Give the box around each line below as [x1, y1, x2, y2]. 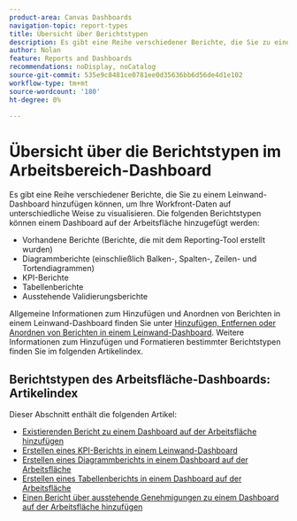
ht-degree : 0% [9, 95, 62, 105]
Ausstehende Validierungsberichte [21, 292, 148, 302]
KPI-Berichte [21, 272, 69, 284]
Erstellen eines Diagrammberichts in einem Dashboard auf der [21, 455, 249, 465]
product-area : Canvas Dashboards [9, 12, 133, 22]
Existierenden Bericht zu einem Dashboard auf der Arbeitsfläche [21, 426, 257, 437]
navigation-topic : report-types [9, 21, 128, 30]
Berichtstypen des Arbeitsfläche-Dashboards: [9, 371, 271, 386]
